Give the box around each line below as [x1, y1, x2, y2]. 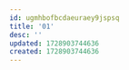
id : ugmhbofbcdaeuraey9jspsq [9, 13, 120, 23]
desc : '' [9, 30, 43, 39]
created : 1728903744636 [9, 47, 100, 56]
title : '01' [9, 22, 55, 31]
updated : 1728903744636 [9, 38, 100, 48]
